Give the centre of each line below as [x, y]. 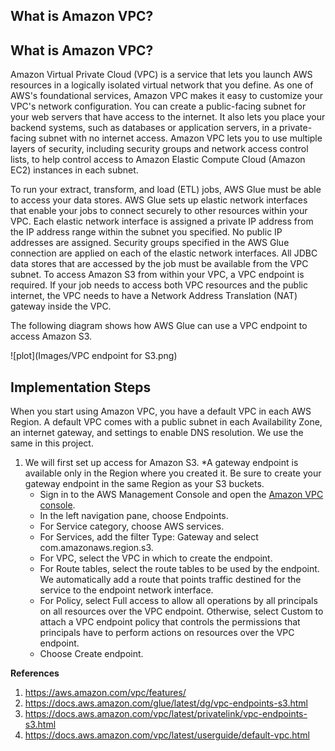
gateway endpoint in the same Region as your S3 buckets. [144, 484]
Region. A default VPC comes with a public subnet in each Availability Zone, [166, 422]
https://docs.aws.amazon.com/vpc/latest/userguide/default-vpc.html [167, 735]
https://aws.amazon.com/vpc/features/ [105, 693]
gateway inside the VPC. [61, 306]
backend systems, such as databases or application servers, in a [144, 128]
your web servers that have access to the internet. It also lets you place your [168, 117]
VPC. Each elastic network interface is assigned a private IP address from [162, 221]
